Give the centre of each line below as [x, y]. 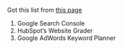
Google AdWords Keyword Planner [66, 38]
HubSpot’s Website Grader [55, 31]
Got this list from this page [45, 10]
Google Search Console [51, 23]
